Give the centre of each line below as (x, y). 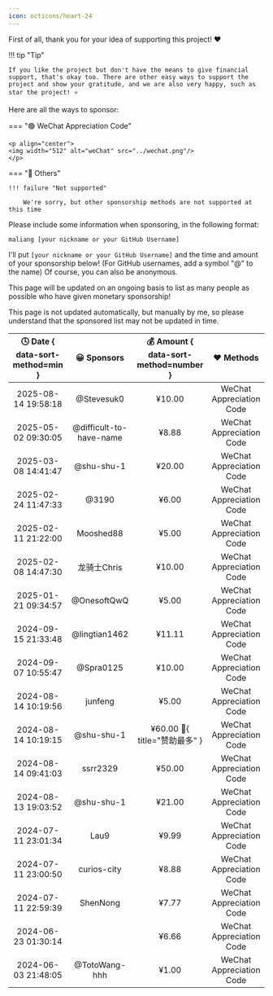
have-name (100, 437)
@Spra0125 (100, 667)
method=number (170, 365)
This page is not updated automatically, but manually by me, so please (126, 312)
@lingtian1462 (100, 634)
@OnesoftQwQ (100, 600)
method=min (38, 365)
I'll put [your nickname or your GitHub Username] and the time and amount (133, 254)
